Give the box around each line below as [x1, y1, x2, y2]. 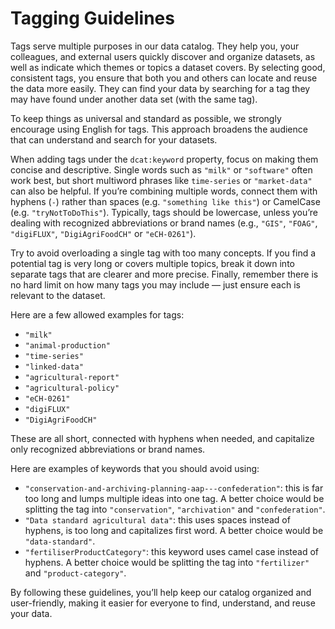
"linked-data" [24, 362, 84, 372]
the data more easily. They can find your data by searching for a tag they [10, 82, 311, 94]
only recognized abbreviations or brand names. [10, 443, 206, 455]
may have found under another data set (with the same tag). [10, 93, 258, 105]
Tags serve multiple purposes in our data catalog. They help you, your [10, 40, 300, 52]
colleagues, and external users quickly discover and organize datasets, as [10, 50, 316, 62]
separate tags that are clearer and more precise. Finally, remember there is [10, 268, 319, 280]
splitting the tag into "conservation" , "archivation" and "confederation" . [24, 503, 326, 515]
